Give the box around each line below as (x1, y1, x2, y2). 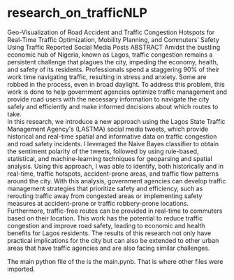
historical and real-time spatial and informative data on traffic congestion (7, 132, 217, 141)
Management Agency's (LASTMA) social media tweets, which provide (7, 125, 209, 133)
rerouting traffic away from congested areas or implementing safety (7, 191, 203, 200)
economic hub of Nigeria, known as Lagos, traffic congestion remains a (7, 50, 213, 59)
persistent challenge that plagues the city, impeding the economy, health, (7, 57, 219, 66)
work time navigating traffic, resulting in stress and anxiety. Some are (7, 72, 207, 81)
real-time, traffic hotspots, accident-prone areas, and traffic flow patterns (7, 169, 219, 178)
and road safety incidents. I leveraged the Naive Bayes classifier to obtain (7, 139, 219, 148)
